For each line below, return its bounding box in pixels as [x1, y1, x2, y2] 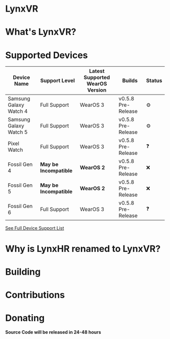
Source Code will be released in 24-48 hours [5, 329, 101, 335]
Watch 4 [8, 108, 28, 115]
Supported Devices [5, 49, 88, 61]
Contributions [5, 289, 65, 301]
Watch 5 [8, 129, 28, 136]
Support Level [40, 77, 75, 84]
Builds [122, 77, 138, 84]
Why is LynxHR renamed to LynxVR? [5, 243, 161, 255]
